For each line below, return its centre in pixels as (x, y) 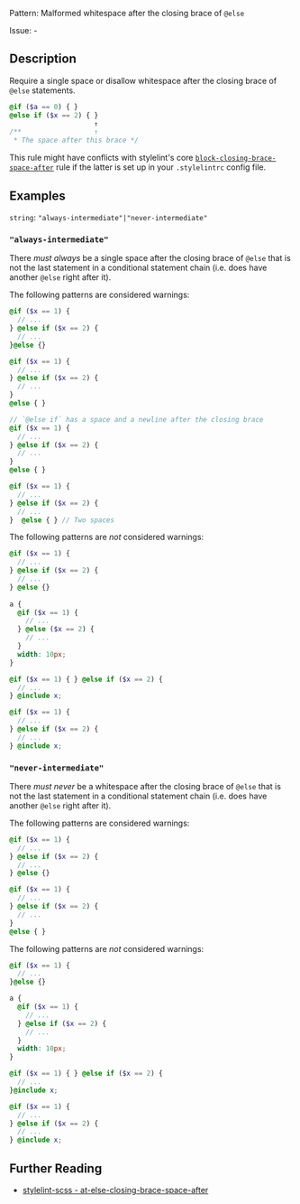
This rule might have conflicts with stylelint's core (101, 158)
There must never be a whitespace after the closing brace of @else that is (145, 786)
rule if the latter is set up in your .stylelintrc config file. (161, 167)
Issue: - (23, 30)
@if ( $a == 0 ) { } (44, 107)
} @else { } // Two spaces (62, 520)
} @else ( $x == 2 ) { (56, 630)
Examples (37, 196)
